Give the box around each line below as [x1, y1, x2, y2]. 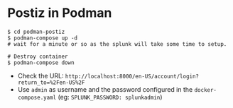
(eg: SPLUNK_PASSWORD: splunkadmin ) [58, 92, 163, 101]
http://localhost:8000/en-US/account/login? [65, 73, 200, 80]
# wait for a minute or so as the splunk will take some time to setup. [7, 40, 227, 47]
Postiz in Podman [7, 5, 112, 21]
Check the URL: [17, 71, 64, 80]
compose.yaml [17, 94, 57, 101]
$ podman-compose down [7, 59, 75, 66]
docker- [194, 86, 217, 93]
